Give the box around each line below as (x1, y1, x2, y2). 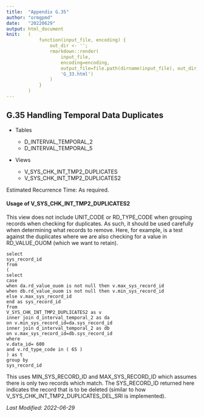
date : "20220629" (6, 20, 56, 26)
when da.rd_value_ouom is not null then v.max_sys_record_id (6, 282, 165, 289)
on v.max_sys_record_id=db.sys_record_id (6, 330, 113, 336)
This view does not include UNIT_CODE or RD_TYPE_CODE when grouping (6, 213, 192, 221)
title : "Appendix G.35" (6, 8, 69, 15)
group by (6, 357, 29, 363)
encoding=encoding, (60, 59, 110, 65)
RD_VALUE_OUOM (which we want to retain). (6, 239, 118, 246)
